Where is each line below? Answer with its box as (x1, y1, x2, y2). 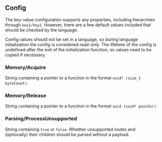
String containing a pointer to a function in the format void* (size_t (5, 75, 141, 81)
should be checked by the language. (5, 27, 78, 33)
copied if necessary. (5, 52, 46, 58)
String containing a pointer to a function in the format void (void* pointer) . (5, 103, 158, 109)
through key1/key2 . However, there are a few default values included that (5, 22, 151, 28)
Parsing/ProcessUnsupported (5, 115, 77, 122)
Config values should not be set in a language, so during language (5, 36, 138, 42)
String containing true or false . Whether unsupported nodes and (5, 126, 136, 132)
